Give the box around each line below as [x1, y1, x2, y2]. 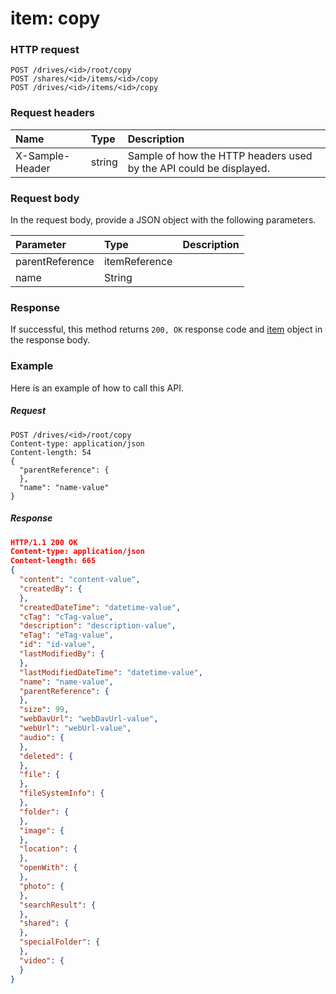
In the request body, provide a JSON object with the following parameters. [10, 214, 317, 226]
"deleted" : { [19, 751, 74, 761]
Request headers [10, 106, 96, 120]
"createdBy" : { [19, 583, 83, 594]
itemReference [103, 255, 173, 269]
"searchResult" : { [19, 900, 97, 910]
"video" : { [19, 955, 65, 966]
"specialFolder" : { [19, 937, 101, 947]
